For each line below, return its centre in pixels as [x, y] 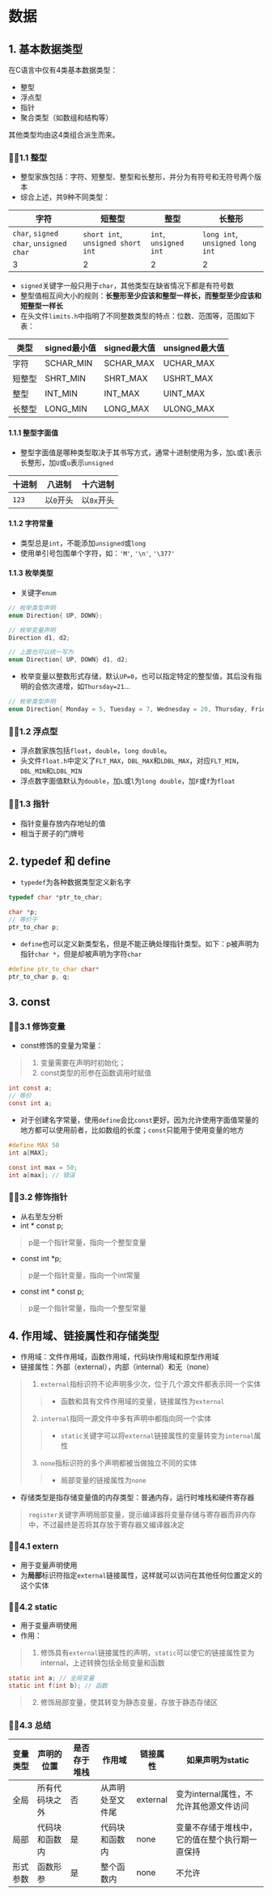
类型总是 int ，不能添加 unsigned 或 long [83, 542]
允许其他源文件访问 [212, 1806]
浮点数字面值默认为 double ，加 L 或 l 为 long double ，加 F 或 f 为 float [127, 781]
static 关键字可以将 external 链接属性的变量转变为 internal [157, 1436]
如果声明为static [217, 1760]
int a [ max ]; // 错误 [42, 1175]
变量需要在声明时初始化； [83, 1063]
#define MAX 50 [34, 1145]
